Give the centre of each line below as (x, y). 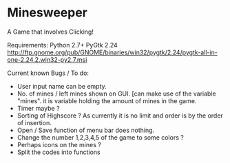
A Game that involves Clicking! (51, 32)
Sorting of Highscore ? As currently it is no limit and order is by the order (120, 116)
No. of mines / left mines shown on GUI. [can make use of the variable (116, 94)
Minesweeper (47, 13)
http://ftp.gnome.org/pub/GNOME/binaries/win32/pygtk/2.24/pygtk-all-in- (113, 52)
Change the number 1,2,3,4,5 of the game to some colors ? (100, 137)
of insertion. (34, 122)
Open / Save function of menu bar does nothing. (86, 130)
